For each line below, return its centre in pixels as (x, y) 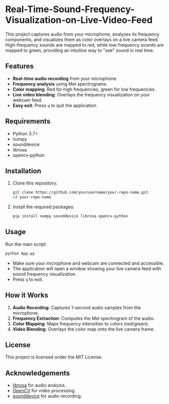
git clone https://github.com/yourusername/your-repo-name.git (80, 193)
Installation (23, 171)
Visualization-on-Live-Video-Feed (79, 20)
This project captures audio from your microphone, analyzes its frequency (82, 34)
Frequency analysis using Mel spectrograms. (60, 84)
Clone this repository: (35, 183)
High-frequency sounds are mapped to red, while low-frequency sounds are (84, 45)
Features (19, 66)
